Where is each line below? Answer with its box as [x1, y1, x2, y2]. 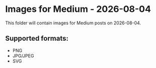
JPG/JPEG [12, 53, 34, 59]
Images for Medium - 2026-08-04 [5, 3, 151, 15]
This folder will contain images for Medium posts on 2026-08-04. [5, 20, 141, 26]
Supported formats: [5, 34, 69, 43]
